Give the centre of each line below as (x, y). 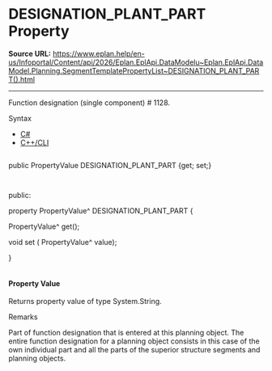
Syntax (20, 118)
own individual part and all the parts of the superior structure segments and (134, 350)
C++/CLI (34, 142)
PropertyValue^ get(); (44, 226)
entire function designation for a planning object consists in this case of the (134, 341)
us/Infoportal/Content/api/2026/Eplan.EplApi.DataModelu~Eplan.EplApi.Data (136, 62)
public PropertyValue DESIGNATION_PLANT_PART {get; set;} (110, 165)
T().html (21, 79)
